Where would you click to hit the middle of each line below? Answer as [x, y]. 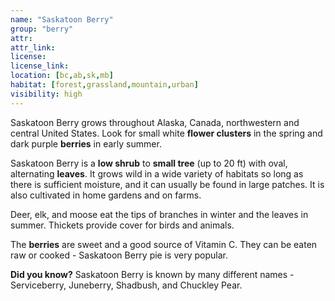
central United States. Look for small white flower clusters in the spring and [166, 133]
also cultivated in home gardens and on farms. [106, 195]
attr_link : [33, 47]
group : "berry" [42, 29]
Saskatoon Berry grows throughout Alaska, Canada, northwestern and [155, 122]
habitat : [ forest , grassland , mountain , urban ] [104, 85]
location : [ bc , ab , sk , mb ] [62, 76]
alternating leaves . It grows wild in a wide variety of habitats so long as [157, 173]
